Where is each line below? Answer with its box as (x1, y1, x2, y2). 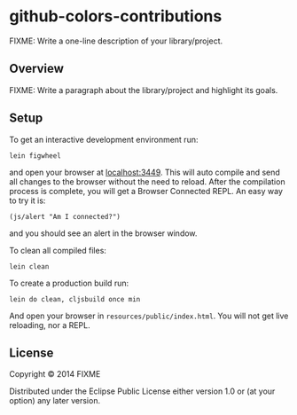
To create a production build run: (9, 278, 129, 288)
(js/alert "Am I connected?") (9, 212, 121, 221)
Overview (9, 61, 65, 76)
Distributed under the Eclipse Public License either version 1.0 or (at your (9, 386, 276, 396)
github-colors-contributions (9, 6, 223, 27)
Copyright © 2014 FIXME (9, 369, 101, 380)
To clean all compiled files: (9, 245, 106, 255)
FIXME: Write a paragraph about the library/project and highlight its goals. (9, 84, 278, 95)
